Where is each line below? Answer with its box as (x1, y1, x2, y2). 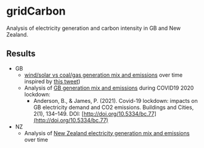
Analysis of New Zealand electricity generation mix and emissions (24, 129, 190, 136)
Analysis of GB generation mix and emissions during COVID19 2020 (24, 84, 194, 91)
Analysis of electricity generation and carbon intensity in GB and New (6, 24, 181, 32)
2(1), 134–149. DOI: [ (33, 110, 84, 117)
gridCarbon (6, 4, 66, 18)
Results (6, 49, 36, 59)
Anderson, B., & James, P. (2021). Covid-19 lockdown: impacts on (33, 97, 198, 104)
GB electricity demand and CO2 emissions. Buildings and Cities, (33, 104, 194, 111)
